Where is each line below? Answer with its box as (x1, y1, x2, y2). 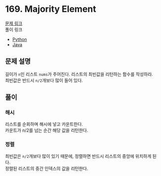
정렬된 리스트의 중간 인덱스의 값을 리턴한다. (5, 165, 88, 171)
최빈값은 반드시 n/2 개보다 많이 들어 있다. (5, 77, 83, 83)
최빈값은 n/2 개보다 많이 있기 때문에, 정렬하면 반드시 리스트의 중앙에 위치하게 (5, 153, 152, 159)
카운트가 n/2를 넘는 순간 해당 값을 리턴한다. (5, 127, 88, 134)
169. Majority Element (5, 3, 96, 15)
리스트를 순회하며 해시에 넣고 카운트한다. (5, 121, 83, 127)
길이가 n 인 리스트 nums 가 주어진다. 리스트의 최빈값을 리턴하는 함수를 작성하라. (5, 71, 153, 77)
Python (12, 36, 27, 42)
